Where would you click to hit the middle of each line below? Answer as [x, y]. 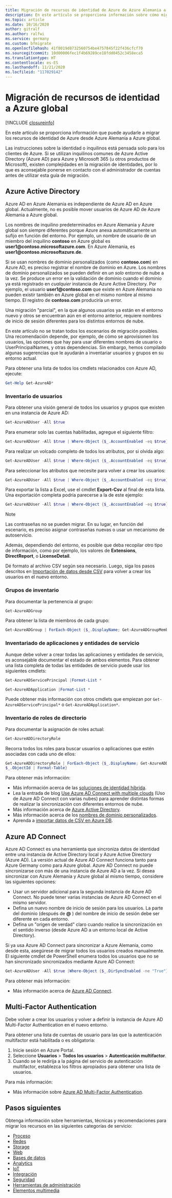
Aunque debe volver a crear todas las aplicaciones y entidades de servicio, [84, 654]
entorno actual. [21, 358]
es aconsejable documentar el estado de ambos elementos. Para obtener [82, 660]
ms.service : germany [27, 39]
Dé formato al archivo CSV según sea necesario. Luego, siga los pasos [80, 566]
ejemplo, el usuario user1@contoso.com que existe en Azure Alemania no [84, 289]
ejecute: [14, 373]
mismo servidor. [30, 903]
